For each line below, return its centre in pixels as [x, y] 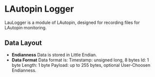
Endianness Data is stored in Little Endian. [54, 55]
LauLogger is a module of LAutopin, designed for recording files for [72, 22]
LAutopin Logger [39, 9]
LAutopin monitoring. [26, 27]
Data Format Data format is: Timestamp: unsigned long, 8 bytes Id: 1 [80, 60]
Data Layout [23, 43]
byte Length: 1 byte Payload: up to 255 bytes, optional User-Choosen [81, 65]
